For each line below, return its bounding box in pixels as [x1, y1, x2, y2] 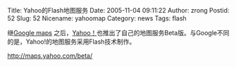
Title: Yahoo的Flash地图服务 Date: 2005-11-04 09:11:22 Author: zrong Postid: [7, 6, 230, 14]
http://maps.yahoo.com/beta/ [7, 51, 93, 60]
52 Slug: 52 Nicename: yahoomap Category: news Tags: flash [7, 14, 187, 23]
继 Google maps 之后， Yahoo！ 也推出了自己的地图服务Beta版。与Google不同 [7, 29, 230, 37]
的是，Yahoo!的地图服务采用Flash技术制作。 [7, 37, 136, 46]
